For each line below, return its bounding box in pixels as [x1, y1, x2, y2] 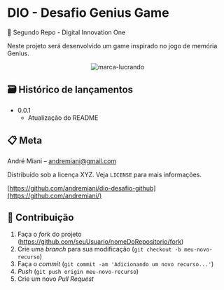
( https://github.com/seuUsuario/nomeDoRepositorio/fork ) [17, 237, 184, 246]
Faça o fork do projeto [17, 230, 82, 239]
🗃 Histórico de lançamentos [7, 84, 134, 96]
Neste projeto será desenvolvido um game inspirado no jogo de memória [7, 41, 218, 50]
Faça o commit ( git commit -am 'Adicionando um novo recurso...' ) [17, 260, 214, 268]
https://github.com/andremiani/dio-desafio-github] [9, 184, 156, 192]
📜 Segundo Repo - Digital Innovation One [7, 28, 126, 36]
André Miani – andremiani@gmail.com [7, 156, 117, 165]
